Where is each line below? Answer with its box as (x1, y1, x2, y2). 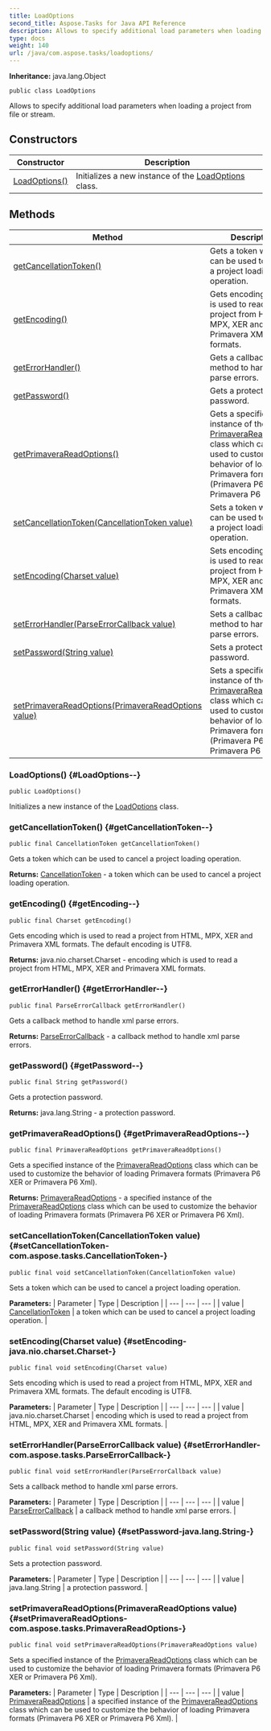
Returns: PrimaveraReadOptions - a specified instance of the (9, 1193, 212, 1203)
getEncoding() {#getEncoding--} (9, 898, 140, 909)
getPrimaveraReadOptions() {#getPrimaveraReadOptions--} (9, 1128, 250, 1140)
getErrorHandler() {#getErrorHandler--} (9, 983, 168, 995)
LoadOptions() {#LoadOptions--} (9, 769, 142, 781)
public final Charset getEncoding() (9, 917, 132, 925)
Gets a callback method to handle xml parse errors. (9, 1016, 179, 1025)
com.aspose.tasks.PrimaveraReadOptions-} (9, 1622, 187, 1634)
